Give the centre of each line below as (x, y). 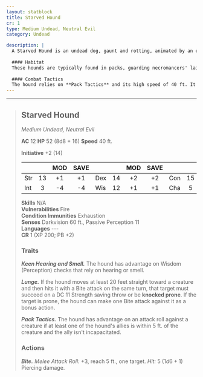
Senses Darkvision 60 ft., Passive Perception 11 (80, 222)
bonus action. (38, 308)
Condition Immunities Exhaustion (63, 215)
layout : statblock (29, 12)
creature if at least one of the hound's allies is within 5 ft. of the (100, 326)
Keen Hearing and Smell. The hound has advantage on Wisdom (101, 264)
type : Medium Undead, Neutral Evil (51, 29)
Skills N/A (34, 203)
